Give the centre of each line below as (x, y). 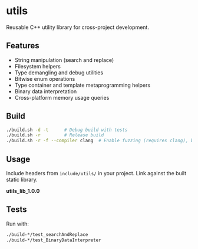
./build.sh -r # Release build (55, 135)
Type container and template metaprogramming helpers (82, 85)
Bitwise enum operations (45, 78)
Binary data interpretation (46, 91)
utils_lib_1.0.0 (23, 191)
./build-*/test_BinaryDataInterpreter (54, 240)
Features (23, 46)
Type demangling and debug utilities (59, 73)
